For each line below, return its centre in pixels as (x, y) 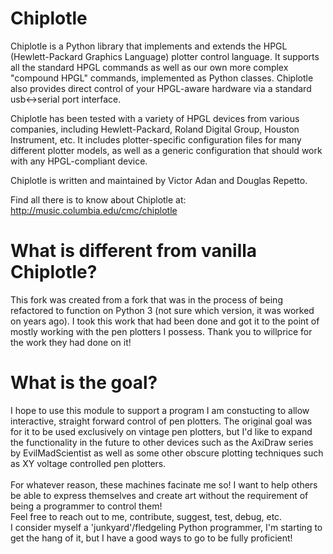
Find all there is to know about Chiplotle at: (98, 199)
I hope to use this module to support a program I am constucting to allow (160, 410)
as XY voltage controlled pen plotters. (88, 463)
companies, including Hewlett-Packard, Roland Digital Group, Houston (155, 129)
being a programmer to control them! (86, 506)
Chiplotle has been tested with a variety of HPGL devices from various (155, 118)
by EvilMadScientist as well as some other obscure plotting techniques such (167, 453)
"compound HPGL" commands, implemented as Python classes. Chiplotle (162, 78)
